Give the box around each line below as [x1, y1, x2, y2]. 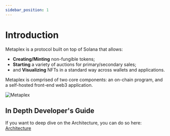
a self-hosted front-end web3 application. [5, 82, 93, 88]
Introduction [5, 29, 59, 41]
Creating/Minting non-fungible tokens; [12, 56, 95, 62]
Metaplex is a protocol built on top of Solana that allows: [5, 46, 123, 52]
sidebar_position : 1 [5, 7, 49, 13]
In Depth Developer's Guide [5, 106, 95, 115]
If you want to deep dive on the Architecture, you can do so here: [5, 120, 142, 126]
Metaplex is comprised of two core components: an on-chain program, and [5, 77, 163, 83]
